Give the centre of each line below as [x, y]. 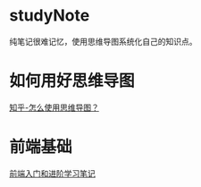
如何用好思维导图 [72, 81]
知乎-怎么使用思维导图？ [54, 107]
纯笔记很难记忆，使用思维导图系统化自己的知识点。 [103, 41]
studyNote [50, 16]
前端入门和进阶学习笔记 [52, 173]
